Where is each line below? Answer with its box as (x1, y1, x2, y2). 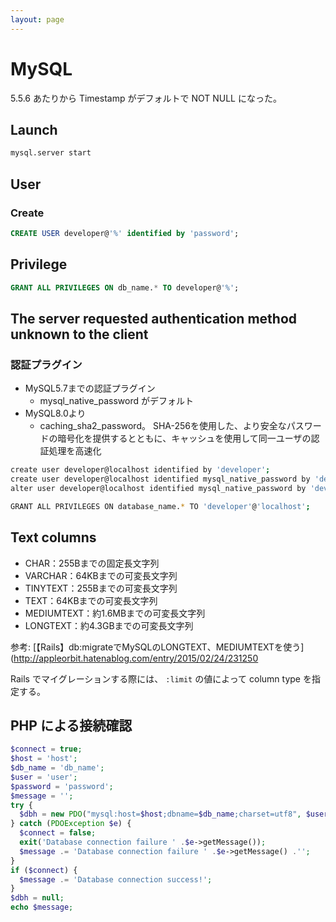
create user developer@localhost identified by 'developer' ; (10, 465, 271, 475)
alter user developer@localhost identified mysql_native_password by (10, 483, 307, 493)
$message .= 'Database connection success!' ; (19, 874, 213, 885)
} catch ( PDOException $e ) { (10, 819, 132, 829)
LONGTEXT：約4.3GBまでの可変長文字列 (24, 619, 194, 631)
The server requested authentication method (10, 310, 298, 327)
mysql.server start (10, 148, 92, 158)
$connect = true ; (10, 744, 83, 755)
